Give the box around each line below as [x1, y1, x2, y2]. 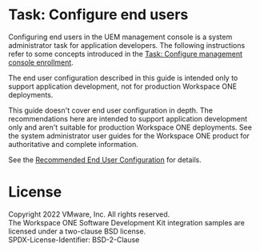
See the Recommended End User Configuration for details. [8, 154, 202, 165]
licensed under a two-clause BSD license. [8, 226, 146, 236]
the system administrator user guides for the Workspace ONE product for [8, 130, 250, 141]
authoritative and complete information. [8, 139, 138, 149]
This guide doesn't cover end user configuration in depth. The [8, 106, 214, 115]
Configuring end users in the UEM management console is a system [8, 32, 233, 42]
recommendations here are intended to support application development [8, 114, 248, 123]
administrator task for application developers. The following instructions [8, 40, 246, 50]
